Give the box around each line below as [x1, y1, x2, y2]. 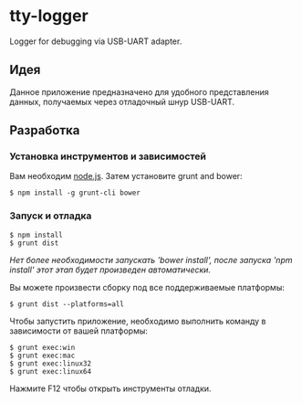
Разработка [9, 122, 80, 138]
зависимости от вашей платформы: [9, 325, 149, 336]
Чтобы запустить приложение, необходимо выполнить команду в [9, 315, 266, 326]
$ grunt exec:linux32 [9, 358, 92, 368]
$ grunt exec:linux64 [9, 366, 92, 376]
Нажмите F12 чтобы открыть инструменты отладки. [9, 383, 212, 394]
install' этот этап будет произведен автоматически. [9, 264, 212, 275]
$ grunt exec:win [9, 343, 76, 352]
